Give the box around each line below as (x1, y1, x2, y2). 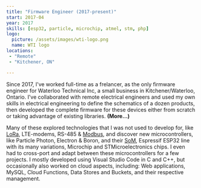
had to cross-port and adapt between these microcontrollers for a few (6, 149, 179, 156)
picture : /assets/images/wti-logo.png (11, 37, 109, 43)
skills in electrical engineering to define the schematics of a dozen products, (6, 99, 195, 107)
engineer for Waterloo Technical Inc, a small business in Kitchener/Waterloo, (6, 87, 195, 94)
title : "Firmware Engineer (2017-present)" (6, 8, 117, 15)
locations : (6, 48, 34, 54)
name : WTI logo (11, 43, 50, 48)
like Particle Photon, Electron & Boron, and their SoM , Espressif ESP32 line (6, 137, 190, 144)
